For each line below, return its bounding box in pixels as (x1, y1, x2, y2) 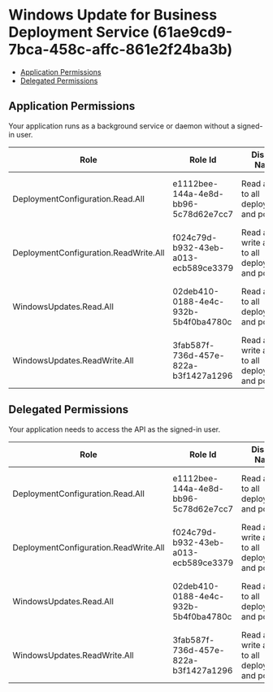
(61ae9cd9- (152, 23, 233, 41)
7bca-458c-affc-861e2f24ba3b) (8, 41, 233, 59)
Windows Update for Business (8, 6, 218, 24)
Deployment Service (8, 23, 149, 41)
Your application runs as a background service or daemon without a (8, 120, 236, 131)
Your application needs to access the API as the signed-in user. (8, 424, 221, 434)
